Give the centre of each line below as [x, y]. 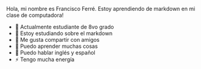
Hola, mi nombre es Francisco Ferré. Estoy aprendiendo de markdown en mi [101, 9]
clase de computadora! [35, 15]
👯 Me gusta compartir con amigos [57, 40]
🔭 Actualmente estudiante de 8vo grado [64, 27]
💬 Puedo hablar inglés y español [55, 53]
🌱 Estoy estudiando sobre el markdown [64, 33]
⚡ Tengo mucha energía [45, 59]
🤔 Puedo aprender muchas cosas [56, 46]
